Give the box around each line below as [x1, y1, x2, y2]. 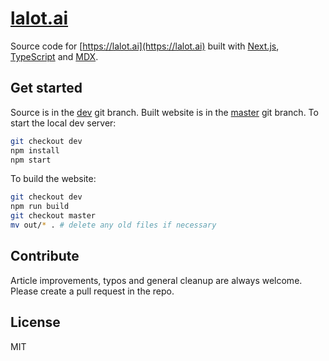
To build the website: [10, 173, 97, 185]
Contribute [10, 248, 80, 265]
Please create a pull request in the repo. [10, 285, 175, 297]
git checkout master [10, 211, 97, 221]
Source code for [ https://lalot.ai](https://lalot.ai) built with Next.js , [10, 40, 280, 52]
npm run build [10, 202, 70, 212]
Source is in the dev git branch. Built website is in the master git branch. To [10, 106, 319, 118]
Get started [10, 80, 83, 97]
